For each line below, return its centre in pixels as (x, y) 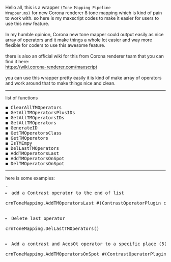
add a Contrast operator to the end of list (68, 193)
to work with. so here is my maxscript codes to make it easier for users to (82, 18)
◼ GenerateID (22, 128)
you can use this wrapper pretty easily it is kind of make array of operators (83, 78)
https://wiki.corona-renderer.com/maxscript (51, 67)
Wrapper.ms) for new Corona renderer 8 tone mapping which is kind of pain (84, 13)
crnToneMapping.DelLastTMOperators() (52, 229)
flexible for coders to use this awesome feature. (55, 45)
